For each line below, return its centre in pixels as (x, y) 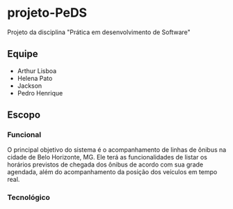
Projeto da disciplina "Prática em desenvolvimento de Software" (99, 32)
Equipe (23, 54)
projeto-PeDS (47, 13)
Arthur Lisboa (37, 70)
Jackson (30, 86)
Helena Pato (35, 78)
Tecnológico (29, 198)
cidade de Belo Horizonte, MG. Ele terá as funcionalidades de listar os (107, 157)
